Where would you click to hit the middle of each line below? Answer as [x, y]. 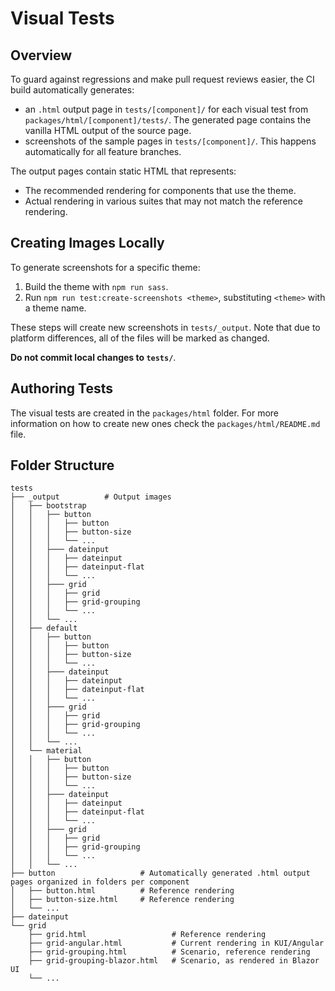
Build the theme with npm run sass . [96, 286]
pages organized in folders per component [100, 882]
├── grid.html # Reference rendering [147, 935]
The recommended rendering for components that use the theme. [160, 190]
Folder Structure [62, 465]
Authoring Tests [62, 388]
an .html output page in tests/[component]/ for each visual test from [166, 109]
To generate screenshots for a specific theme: [105, 267]
